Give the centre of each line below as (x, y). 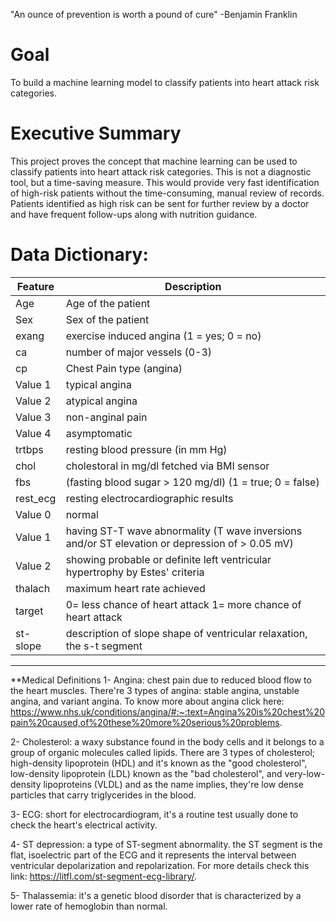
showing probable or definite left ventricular (168, 559)
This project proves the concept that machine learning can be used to (154, 161)
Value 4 (33, 433)
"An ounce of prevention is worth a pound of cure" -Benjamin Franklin (154, 14)
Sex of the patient (107, 319)
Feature (35, 286)
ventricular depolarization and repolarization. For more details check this (160, 865)
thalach (33, 588)
